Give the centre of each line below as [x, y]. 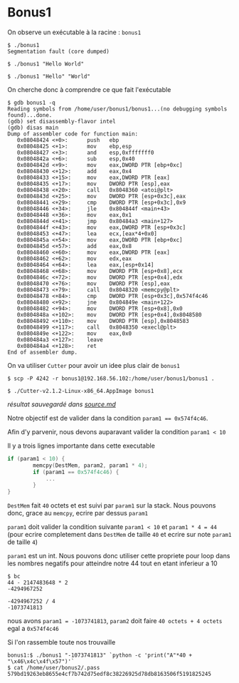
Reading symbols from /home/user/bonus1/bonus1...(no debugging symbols [117, 109]
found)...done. [30, 115]
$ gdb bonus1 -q [31, 103]
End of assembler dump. [43, 352]
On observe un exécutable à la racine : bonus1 [74, 32]
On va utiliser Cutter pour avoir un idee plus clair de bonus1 [94, 365]
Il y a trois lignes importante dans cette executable [81, 446]
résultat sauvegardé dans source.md [62, 404]
